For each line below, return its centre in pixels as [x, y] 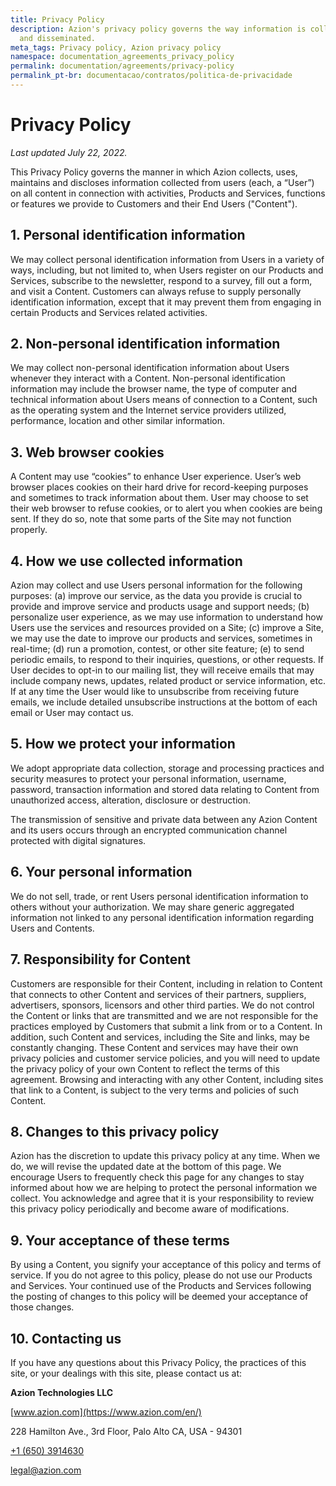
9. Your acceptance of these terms [120, 1240]
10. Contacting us [66, 1338]
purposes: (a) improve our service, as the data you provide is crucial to [156, 596]
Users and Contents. [52, 928]
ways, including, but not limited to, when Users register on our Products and [167, 270]
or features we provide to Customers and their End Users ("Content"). [154, 203]
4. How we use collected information [126, 561]
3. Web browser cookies [87, 452]
